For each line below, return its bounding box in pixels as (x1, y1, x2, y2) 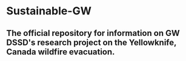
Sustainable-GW (6, 4, 92, 18)
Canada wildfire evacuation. (6, 47, 115, 57)
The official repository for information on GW (6, 28, 180, 38)
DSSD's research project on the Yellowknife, (6, 37, 177, 47)
